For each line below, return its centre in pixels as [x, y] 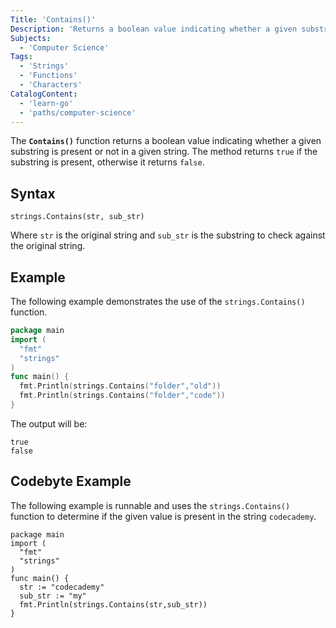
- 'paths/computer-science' [78, 112]
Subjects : [31, 38]
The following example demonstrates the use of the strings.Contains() [158, 301]
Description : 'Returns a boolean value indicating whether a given [154, 29]
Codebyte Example [71, 481]
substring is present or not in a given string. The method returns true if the [164, 152]
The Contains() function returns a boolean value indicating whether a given [166, 141]
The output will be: [49, 423]
